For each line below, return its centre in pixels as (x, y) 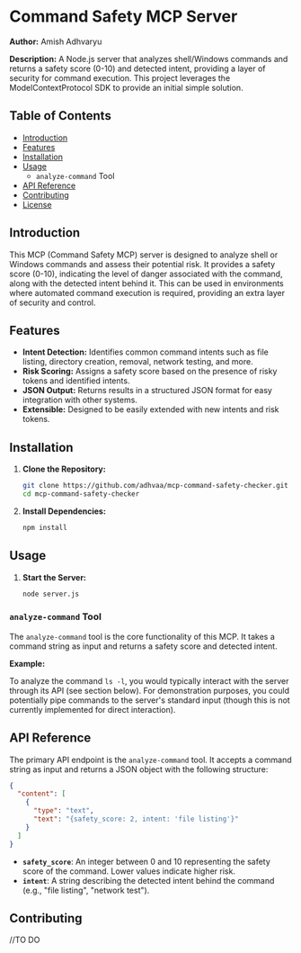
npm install (44, 527)
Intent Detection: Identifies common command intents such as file (146, 352)
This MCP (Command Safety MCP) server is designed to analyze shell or (144, 255)
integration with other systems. (80, 400)
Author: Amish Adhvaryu (56, 41)
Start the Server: (54, 577)
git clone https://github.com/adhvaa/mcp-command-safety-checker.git (155, 486)
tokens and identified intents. (76, 381)
